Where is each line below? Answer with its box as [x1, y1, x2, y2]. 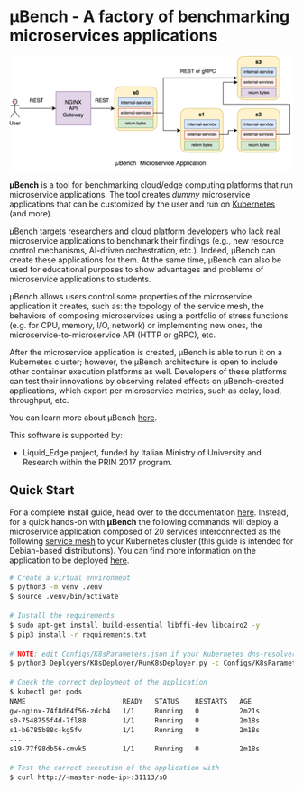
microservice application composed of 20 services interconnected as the [9, 526, 281, 537]
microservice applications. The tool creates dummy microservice [9, 189, 251, 199]
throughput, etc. [9, 394, 69, 405]
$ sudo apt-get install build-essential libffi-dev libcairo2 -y [9, 621, 260, 630]
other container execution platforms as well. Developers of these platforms [9, 365, 287, 376]
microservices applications [9, 25, 218, 46]
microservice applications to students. [9, 273, 151, 284]
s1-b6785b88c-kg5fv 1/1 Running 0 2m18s [9, 725, 260, 734]
